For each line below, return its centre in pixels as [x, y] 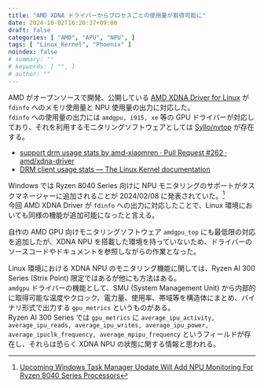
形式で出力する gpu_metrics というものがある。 [98, 308]
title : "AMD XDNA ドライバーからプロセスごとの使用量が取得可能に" [107, 15]
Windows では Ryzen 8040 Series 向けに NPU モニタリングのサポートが [125, 185]
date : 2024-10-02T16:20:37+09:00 [63, 23]
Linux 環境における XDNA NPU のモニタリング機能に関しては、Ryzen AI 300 [132, 268]
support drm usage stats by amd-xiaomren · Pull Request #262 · [123, 152]
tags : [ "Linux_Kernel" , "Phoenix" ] [70, 45]
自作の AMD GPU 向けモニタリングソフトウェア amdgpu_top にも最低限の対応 [132, 232]
